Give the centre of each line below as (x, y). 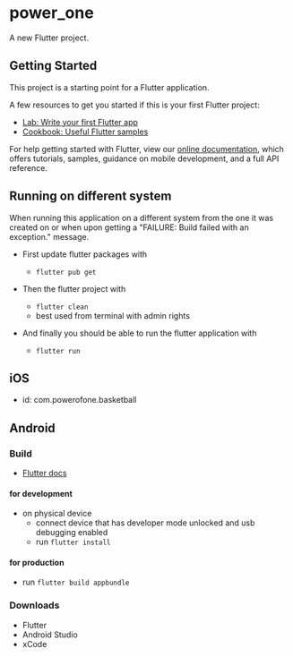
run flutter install (73, 542)
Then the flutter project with (74, 288)
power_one (52, 13)
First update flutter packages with (85, 254)
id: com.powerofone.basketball (79, 400)
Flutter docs (44, 474)
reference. (28, 167)
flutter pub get (66, 272)
